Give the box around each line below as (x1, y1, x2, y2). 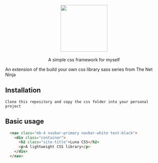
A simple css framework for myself (48, 57, 120, 62)
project (5, 104, 21, 109)
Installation (5, 86, 41, 95)
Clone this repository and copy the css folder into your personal (5, 99, 149, 104)
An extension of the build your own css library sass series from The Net (5, 66, 153, 72)
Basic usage (5, 117, 44, 126)
